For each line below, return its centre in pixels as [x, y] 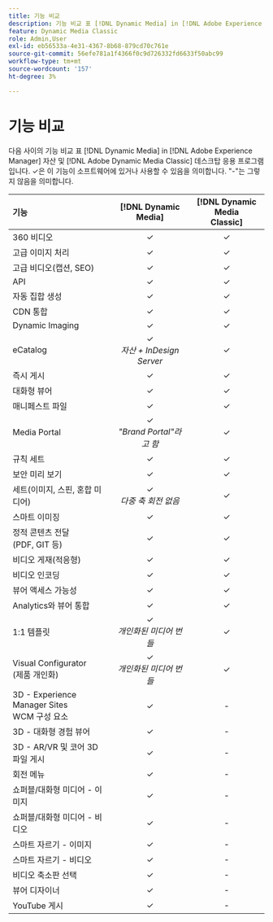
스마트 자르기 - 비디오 [52, 859]
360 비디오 [33, 237]
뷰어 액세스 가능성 [45, 590]
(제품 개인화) [36, 675]
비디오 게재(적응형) [47, 560]
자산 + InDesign [150, 350]
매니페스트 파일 [40, 406]
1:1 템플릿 [31, 631]
